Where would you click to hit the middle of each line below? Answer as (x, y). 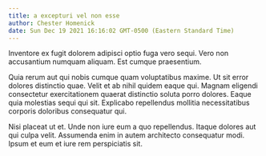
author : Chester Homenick (51, 23)
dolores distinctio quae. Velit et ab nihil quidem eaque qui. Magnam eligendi (133, 86)
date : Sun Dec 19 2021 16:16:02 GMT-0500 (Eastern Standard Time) (121, 30)
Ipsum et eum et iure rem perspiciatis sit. (75, 144)
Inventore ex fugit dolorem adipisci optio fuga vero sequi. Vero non (119, 54)
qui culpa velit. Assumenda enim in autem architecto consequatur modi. (127, 135)
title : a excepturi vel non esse (64, 16)
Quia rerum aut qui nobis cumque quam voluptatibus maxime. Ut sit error (129, 78)
